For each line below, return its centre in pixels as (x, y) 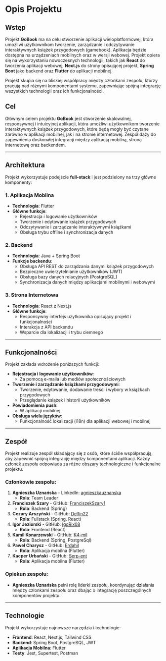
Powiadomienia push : (35, 405)
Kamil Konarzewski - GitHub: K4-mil (50, 535)
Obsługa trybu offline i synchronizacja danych (66, 232)
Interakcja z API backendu (46, 327)
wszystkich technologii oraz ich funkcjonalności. (55, 91)
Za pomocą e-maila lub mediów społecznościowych (73, 379)
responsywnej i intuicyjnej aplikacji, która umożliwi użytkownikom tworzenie (82, 124)
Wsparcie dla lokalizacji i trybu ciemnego (61, 332)
